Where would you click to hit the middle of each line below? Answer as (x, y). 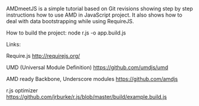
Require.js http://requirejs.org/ (43, 56)
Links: (13, 44)
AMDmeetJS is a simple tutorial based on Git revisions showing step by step (99, 9)
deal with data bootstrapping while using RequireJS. (70, 21)
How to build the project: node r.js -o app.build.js (66, 33)
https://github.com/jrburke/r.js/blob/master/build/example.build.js (86, 97)
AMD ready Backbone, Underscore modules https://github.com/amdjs (92, 79)
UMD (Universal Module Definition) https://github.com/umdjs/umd (87, 67)
